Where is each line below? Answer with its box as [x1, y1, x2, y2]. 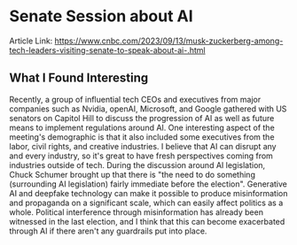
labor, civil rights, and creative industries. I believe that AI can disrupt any [9, 141, 277, 151]
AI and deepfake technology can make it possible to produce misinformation [9, 188, 288, 198]
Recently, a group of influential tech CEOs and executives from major [9, 94, 262, 104]
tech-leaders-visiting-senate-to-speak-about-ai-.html [9, 44, 206, 55]
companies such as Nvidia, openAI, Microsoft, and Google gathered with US [9, 103, 287, 114]
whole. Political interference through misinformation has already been [9, 206, 264, 218]
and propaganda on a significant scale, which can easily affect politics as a [9, 197, 284, 208]
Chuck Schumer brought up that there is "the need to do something [9, 169, 255, 180]
